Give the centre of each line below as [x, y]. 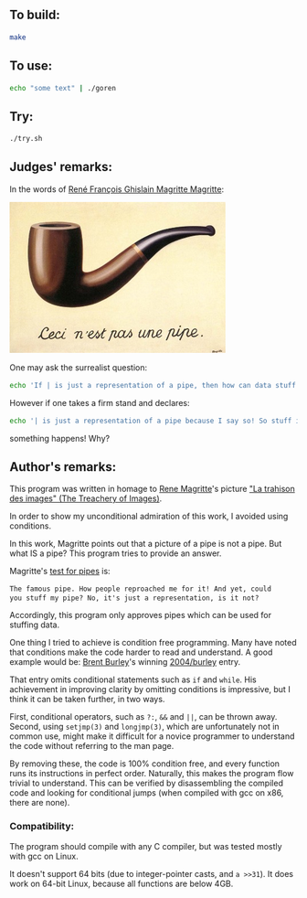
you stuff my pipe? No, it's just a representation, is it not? [134, 598]
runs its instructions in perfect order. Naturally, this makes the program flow [152, 774]
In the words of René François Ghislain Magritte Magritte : [117, 189]
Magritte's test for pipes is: [60, 572]
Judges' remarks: [61, 167]
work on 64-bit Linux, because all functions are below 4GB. [122, 883]
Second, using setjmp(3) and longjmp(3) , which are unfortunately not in [145, 727]
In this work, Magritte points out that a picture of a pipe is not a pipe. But [146, 544]
